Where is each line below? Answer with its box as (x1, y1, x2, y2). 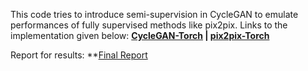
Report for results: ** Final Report (10, 49, 148, 61)
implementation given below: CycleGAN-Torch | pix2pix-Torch (10, 30, 270, 41)
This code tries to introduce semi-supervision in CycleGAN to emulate (10, 9, 299, 20)
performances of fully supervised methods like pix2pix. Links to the (10, 19, 288, 31)
